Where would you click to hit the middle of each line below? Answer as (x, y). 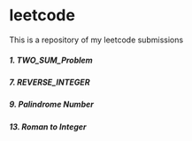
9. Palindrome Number (52, 104)
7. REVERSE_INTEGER (50, 82)
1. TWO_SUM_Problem (51, 60)
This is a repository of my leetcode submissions (96, 40)
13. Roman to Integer (48, 126)
